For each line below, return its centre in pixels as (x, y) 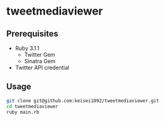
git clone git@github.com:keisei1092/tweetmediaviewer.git (83, 101)
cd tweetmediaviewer (33, 106)
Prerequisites (32, 34)
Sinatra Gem (40, 61)
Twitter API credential (42, 67)
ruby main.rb (23, 112)
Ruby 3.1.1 (27, 48)
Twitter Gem (40, 55)
